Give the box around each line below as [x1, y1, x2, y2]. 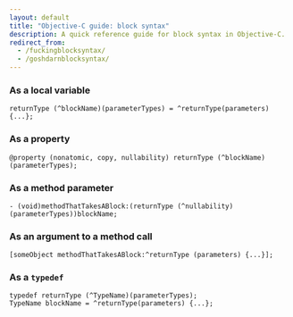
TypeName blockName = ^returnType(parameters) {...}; [9, 299, 214, 308]
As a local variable [9, 84, 91, 96]
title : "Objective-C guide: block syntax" [9, 21, 170, 30]
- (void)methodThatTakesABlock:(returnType [9, 202, 174, 211]
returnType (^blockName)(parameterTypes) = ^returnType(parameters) [9, 104, 270, 113]
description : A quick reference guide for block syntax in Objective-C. [9, 29, 286, 38]
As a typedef [9, 271, 64, 284]
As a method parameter [9, 181, 114, 194]
